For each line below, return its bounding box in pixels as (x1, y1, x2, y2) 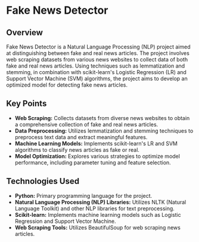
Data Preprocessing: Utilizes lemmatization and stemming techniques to (14, 127, 194, 134)
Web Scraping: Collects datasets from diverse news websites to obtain (14, 114, 190, 121)
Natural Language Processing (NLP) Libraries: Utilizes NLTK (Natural (14, 198, 186, 206)
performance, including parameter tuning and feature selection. (14, 159, 171, 166)
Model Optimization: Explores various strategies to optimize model (14, 152, 181, 160)
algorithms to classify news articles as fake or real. (14, 146, 140, 153)
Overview (6, 27, 43, 38)
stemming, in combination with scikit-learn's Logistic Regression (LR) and (6, 69, 186, 75)
